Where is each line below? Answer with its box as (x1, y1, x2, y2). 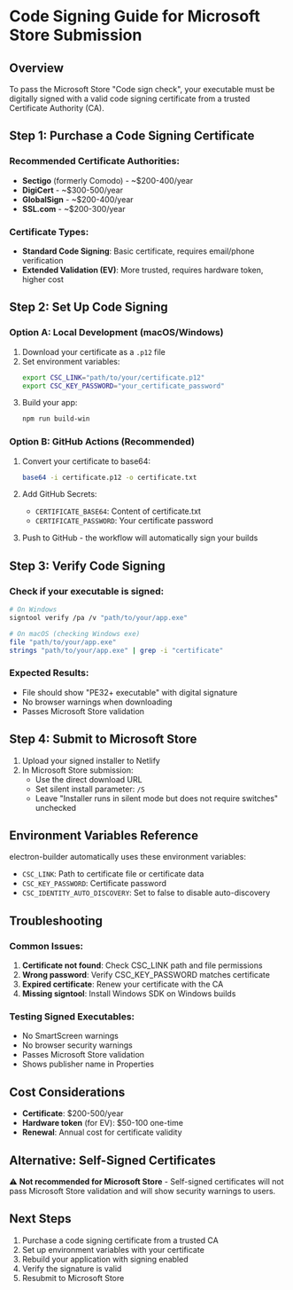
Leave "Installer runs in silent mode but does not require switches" (35, 792, 279, 804)
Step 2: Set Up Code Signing (9, 300, 168, 315)
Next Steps (9, 1211, 72, 1226)
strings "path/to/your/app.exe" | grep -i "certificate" (9, 646, 224, 655)
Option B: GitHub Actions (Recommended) (9, 436, 195, 448)
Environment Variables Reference (9, 828, 199, 844)
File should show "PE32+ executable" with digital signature (21, 687, 238, 697)
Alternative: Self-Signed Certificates (9, 1152, 217, 1168)
